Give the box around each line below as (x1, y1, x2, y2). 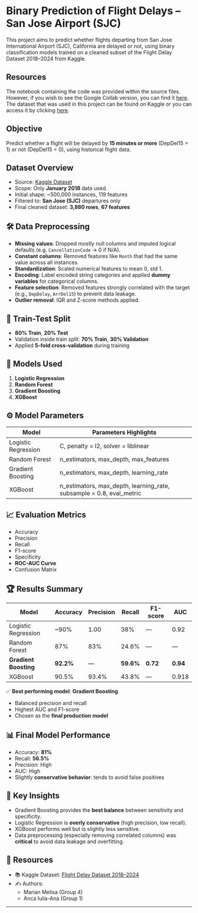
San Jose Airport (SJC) (6, 17, 121, 30)
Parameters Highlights (92, 428, 157, 436)
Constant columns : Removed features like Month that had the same (14, 253, 178, 260)
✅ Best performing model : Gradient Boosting (6, 688, 118, 695)
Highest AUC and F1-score (14, 706, 80, 713)
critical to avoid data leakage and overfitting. (14, 837, 124, 845)
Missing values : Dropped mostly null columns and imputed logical (14, 240, 176, 247)
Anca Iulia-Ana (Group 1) (23, 895, 84, 902)
